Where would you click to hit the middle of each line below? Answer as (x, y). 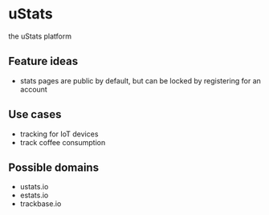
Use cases (35, 114)
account (34, 89)
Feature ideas (43, 61)
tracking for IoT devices (59, 134)
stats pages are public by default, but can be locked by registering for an (140, 80)
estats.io (34, 195)
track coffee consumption (63, 142)
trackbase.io (41, 204)
